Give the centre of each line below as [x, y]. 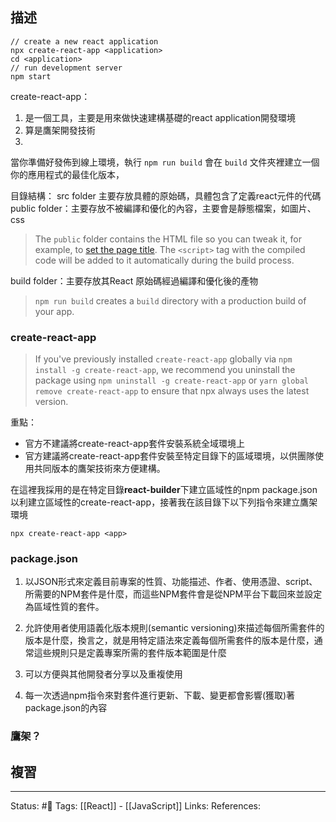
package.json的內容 [66, 708]
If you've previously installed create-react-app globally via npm [163, 359]
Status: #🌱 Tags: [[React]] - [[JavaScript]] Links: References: [135, 806]
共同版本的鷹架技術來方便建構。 [99, 469]
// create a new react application [84, 41]
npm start [31, 76]
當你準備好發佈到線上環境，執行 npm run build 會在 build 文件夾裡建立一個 [165, 162]
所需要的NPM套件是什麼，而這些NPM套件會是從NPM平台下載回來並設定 [173, 594]
